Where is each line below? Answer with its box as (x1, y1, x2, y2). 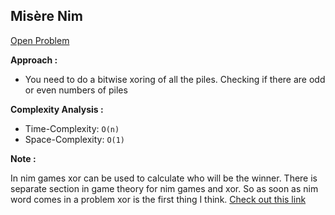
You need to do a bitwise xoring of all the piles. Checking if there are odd (24, 73, 326, 85)
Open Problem (10, 34, 70, 46)
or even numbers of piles (24, 84, 128, 96)
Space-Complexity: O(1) (24, 133, 126, 145)
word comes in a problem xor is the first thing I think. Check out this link (10, 193, 307, 205)
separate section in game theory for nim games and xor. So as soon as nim (10, 182, 319, 194)
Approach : (10, 54, 58, 66)
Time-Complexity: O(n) (24, 122, 120, 134)
